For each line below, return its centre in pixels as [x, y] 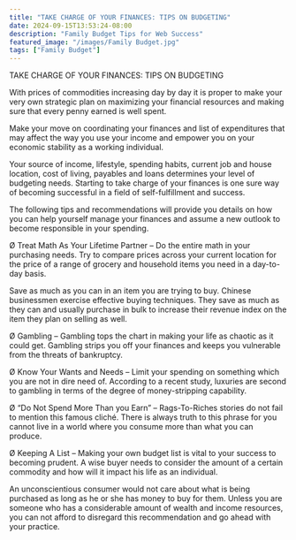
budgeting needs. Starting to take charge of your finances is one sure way [144, 183]
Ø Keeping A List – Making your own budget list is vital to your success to [143, 453]
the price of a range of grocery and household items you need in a [130, 264]
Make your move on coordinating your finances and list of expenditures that [147, 128]
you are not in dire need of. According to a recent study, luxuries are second [148, 382]
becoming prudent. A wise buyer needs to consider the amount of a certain [146, 463]
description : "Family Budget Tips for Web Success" [106, 34]
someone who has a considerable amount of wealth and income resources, [146, 508]
